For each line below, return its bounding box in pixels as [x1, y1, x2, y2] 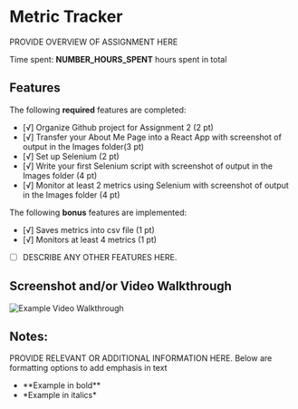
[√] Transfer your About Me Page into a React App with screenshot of [22, 131, 283, 142]
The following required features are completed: [9, 104, 187, 115]
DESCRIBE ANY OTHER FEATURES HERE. [22, 251, 178, 262]
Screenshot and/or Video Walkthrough [9, 278, 233, 294]
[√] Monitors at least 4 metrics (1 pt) [22, 234, 157, 245]
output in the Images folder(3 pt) [22, 141, 145, 151]
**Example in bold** [22, 380, 101, 391]
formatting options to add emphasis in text [9, 363, 168, 374]
